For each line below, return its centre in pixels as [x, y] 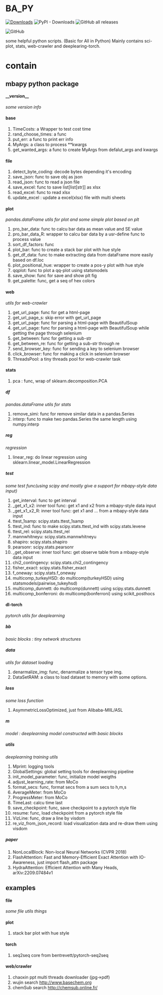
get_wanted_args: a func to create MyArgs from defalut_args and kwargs [85, 150]
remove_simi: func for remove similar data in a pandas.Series [73, 414]
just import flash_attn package [67, 862]
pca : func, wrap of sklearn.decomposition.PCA [60, 381]
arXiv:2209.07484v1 [33, 873]
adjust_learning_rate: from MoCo [45, 782]
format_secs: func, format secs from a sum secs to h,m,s [69, 787]
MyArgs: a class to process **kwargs [49, 144]
